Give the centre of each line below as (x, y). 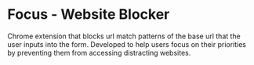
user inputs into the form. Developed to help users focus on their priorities (127, 44)
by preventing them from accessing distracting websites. (99, 52)
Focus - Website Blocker (89, 14)
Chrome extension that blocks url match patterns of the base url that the (124, 36)
